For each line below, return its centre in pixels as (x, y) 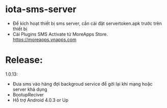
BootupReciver (28, 94)
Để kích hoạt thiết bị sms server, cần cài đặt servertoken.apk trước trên (87, 23)
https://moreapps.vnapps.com (44, 40)
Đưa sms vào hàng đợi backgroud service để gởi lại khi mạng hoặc (82, 84)
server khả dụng (30, 89)
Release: (24, 60)
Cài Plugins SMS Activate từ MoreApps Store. (60, 34)
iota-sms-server (41, 9)
